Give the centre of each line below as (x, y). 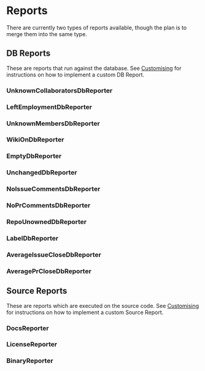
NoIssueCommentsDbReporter (53, 189)
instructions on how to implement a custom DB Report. (75, 75)
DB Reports (29, 54)
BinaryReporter (30, 361)
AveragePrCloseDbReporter (49, 271)
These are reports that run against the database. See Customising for (94, 68)
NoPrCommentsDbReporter (48, 206)
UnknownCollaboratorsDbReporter (60, 91)
